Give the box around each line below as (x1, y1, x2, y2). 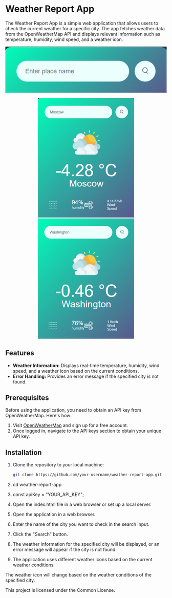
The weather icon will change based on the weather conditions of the (5, 572, 152, 578)
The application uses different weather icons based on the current (12, 557, 153, 563)
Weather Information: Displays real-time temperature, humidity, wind (12, 362, 160, 369)
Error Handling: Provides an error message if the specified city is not (12, 373, 159, 379)
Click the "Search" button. (12, 531, 68, 538)
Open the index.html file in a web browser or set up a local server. (12, 501, 152, 507)
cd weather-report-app (12, 482, 62, 488)
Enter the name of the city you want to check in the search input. (12, 521, 149, 527)
